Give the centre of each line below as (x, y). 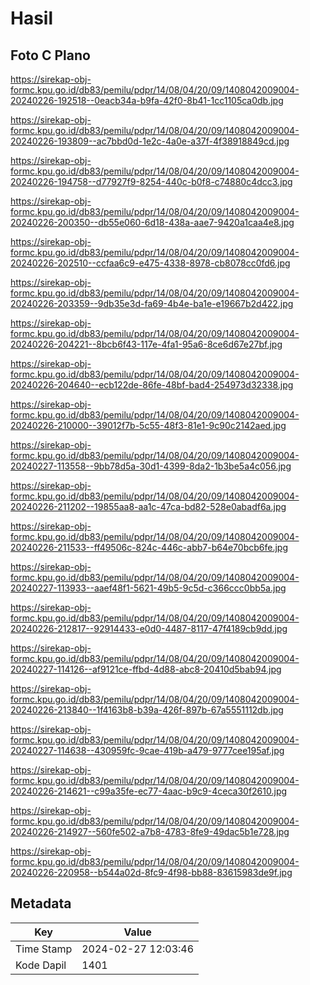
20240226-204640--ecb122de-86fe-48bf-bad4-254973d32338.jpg (152, 385)
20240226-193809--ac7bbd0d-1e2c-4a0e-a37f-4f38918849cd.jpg (150, 141)
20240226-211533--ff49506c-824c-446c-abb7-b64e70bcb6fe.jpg (149, 547)
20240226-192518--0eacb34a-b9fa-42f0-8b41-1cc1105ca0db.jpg (147, 100)
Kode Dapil (41, 965)
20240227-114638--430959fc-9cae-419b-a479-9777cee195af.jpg (147, 750)
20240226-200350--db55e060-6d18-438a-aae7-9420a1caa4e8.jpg (152, 222)
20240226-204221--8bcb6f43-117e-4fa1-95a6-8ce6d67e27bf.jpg (146, 344)
